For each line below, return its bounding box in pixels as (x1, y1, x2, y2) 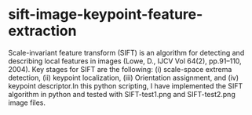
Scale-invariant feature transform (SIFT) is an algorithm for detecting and (8, 48, 245, 57)
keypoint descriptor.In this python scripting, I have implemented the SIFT (8, 81, 243, 91)
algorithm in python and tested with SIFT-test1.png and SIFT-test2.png (8, 89, 236, 99)
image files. (8, 98, 46, 107)
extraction (8, 22, 77, 40)
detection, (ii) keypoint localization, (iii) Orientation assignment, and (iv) (8, 73, 239, 82)
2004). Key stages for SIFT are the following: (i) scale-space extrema (8, 64, 232, 74)
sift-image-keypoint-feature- (8, 5, 203, 23)
